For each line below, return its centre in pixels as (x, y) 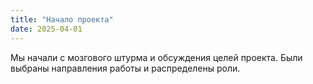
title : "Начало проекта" (62, 19)
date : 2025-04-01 (46, 29)
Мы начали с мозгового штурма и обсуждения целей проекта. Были (156, 57)
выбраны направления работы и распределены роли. (125, 68)
